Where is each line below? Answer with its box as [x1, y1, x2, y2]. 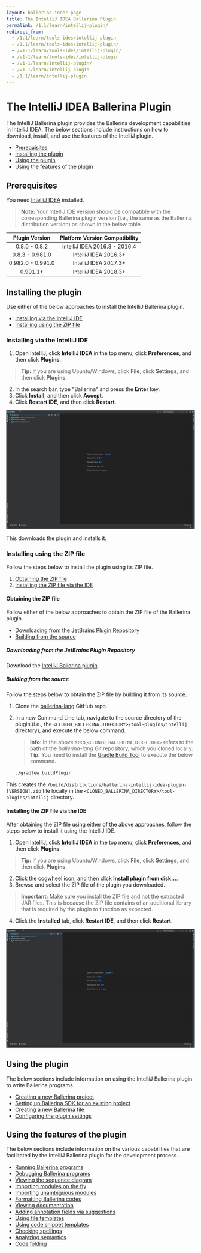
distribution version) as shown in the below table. [20, 221, 142, 228]
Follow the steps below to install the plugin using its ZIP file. [6, 563, 153, 571]
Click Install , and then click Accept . [14, 392, 103, 399]
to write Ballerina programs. [6, 1081, 75, 1088]
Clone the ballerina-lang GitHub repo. [14, 702, 108, 709]
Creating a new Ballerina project [14, 1093, 95, 1100]
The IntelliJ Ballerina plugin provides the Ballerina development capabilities [6, 120, 191, 127]
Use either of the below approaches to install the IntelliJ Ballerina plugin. [6, 303, 185, 310]
